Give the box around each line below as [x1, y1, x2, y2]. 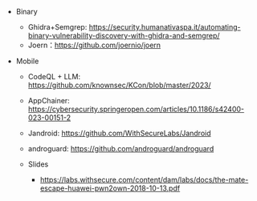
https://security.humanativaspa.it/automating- [88, 22, 241, 31]
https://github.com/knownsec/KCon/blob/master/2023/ [27, 80, 211, 90]
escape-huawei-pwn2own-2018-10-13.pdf [39, 183, 181, 193]
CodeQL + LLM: [27, 72, 81, 81]
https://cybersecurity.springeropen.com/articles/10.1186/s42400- [27, 104, 245, 114]
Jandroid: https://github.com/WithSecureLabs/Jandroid [27, 128, 211, 138]
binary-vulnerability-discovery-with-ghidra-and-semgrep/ [27, 31, 220, 40]
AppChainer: [27, 96, 70, 105]
